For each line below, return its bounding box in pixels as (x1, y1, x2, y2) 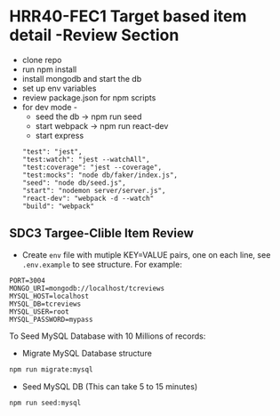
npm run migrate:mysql (9, 364, 93, 374)
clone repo (21, 54, 62, 65)
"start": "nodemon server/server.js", (21, 186, 166, 195)
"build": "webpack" (21, 202, 95, 211)
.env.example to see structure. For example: (21, 259, 182, 269)
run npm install (21, 64, 77, 75)
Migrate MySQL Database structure (21, 348, 153, 358)
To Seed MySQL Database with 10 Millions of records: (9, 331, 206, 341)
